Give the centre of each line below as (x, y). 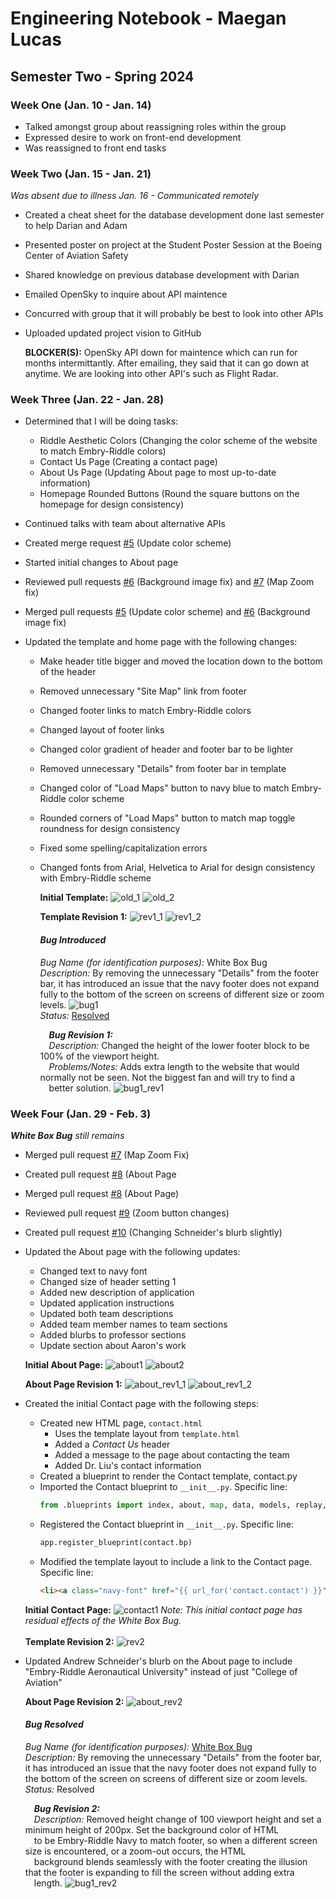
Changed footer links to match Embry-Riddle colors (145, 711)
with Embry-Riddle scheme (95, 878)
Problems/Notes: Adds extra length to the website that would (174, 1066)
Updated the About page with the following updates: (132, 1251)
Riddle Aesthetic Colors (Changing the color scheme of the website (178, 441)
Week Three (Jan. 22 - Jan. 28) (87, 400)
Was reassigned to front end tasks (95, 148)
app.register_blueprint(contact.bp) (116, 1542)
